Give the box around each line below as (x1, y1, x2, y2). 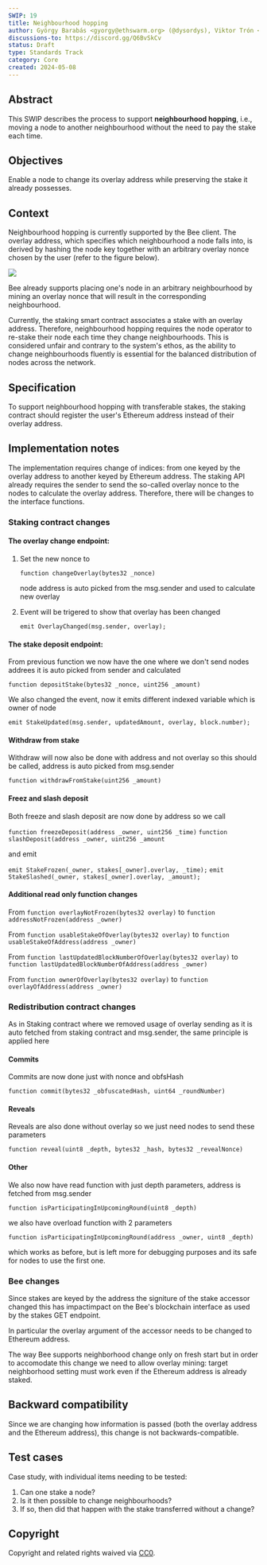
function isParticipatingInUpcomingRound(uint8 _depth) (8, 1204, 197, 1212)
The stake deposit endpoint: (8, 639, 103, 649)
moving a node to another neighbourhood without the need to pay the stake (8, 122, 257, 132)
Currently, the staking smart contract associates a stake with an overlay (8, 316, 243, 325)
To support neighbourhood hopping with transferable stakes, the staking (8, 402, 246, 411)
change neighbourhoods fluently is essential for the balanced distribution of (8, 349, 257, 359)
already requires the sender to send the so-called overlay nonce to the (8, 480, 240, 489)
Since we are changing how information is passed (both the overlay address (8, 1419, 257, 1428)
